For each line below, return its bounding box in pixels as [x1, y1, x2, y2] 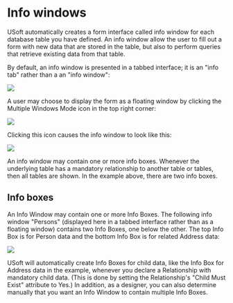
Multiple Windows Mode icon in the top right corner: [7, 104, 156, 112]
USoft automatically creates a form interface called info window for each [7, 28, 215, 36]
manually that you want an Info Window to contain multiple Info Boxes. [7, 288, 208, 296]
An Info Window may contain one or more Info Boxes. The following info [7, 210, 213, 219]
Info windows [7, 5, 87, 21]
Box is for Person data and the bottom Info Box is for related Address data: [7, 232, 220, 240]
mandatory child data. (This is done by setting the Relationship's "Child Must [7, 273, 226, 282]
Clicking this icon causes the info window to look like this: [7, 130, 172, 139]
